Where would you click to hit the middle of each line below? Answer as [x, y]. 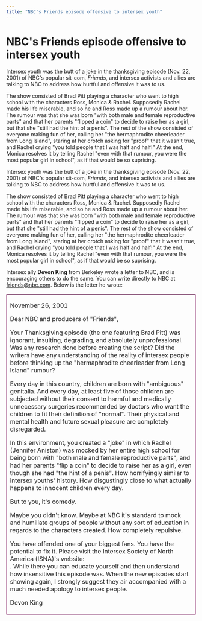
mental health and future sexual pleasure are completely [89, 421]
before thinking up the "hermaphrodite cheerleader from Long [97, 363]
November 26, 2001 [39, 305]
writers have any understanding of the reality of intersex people [99, 355]
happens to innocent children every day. [67, 488]
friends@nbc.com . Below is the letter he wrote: [65, 285]
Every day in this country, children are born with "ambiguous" [97, 384]
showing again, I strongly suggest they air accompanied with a [98, 581]
